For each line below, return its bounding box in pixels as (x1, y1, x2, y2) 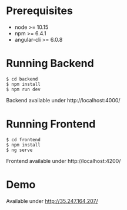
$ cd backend (6, 76, 38, 82)
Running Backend (6, 57, 94, 70)
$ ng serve (6, 147, 33, 153)
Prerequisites (6, 4, 73, 18)
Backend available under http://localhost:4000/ (6, 96, 121, 104)
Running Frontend (6, 118, 96, 131)
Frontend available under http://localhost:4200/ (6, 157, 121, 164)
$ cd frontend (6, 136, 41, 142)
